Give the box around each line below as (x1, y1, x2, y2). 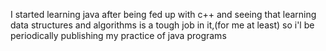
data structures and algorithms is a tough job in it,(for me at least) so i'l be (10, 19, 315, 31)
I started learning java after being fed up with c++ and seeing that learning (10, 9, 317, 20)
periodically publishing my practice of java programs (10, 30, 227, 41)
